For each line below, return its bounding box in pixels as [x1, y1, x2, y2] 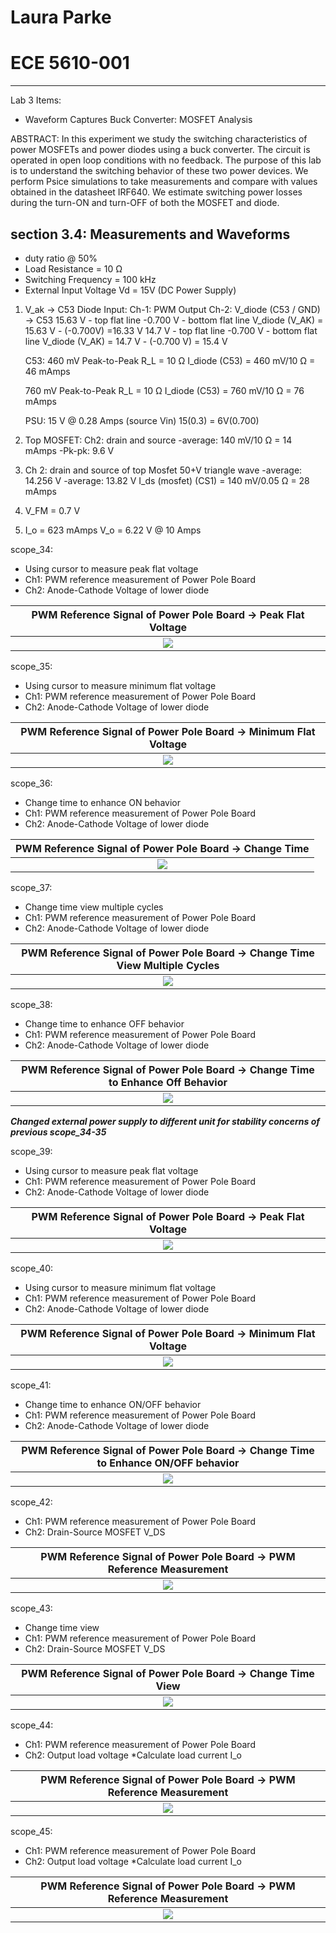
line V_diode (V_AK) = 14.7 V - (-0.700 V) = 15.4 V [24, 335, 228, 347]
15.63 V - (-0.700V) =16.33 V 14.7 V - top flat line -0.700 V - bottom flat [24, 324, 318, 336]
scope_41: [10, 1379, 52, 1391]
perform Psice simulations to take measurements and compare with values [10, 176, 318, 188]
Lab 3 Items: [10, 94, 62, 106]
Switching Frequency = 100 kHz [24, 273, 157, 285]
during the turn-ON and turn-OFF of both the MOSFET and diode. [10, 197, 280, 209]
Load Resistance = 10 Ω [24, 262, 123, 275]
